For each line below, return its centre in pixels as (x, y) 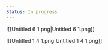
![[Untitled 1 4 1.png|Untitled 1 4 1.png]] (54, 40)
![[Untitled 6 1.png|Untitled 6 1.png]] (50, 29)
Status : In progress (32, 12)
